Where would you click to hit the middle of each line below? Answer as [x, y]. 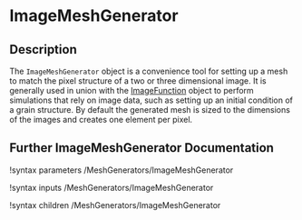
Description [43, 50]
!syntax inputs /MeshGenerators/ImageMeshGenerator [112, 187]
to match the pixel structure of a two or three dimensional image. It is [138, 81]
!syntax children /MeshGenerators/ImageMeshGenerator [115, 205]
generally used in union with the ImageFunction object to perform [132, 90]
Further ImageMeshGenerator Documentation [142, 148]
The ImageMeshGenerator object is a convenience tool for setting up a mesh [149, 71]
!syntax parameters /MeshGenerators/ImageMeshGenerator [122, 170]
